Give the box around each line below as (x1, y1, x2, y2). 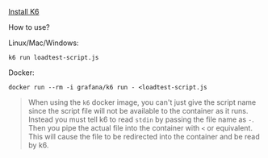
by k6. (27, 140, 49, 150)
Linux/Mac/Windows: (8, 38, 79, 48)
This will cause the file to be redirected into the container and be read (27, 132, 260, 141)
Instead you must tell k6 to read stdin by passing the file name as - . (27, 114, 254, 124)
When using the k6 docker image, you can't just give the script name (27, 98, 257, 107)
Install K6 (8, 7, 40, 16)
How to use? (8, 23, 50, 31)
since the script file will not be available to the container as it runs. (27, 106, 249, 115)
